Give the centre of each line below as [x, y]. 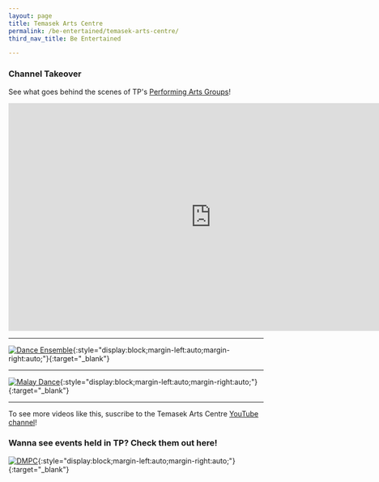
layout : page [30, 16]
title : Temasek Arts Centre [56, 23]
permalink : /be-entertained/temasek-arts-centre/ [94, 31]
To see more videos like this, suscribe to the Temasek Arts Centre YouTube [134, 413]
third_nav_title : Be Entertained [65, 38]
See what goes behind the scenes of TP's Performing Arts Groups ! [120, 92]
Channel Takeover [45, 74]
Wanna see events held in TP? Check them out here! [113, 443]
